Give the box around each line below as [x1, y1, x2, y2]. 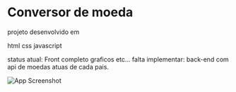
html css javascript [7, 41, 62, 50]
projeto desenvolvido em [7, 28, 80, 36]
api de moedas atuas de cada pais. [7, 62, 110, 71]
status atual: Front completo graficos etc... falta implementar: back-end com [7, 54, 230, 64]
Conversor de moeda [7, 4, 134, 21]
